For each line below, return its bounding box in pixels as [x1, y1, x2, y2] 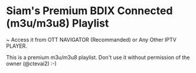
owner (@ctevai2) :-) [6, 60, 57, 67]
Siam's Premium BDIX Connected [6, 4, 173, 18]
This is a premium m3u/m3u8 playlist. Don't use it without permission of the [6, 54, 190, 61]
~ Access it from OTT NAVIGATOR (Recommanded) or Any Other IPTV [6, 36, 177, 43]
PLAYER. [6, 42, 28, 49]
